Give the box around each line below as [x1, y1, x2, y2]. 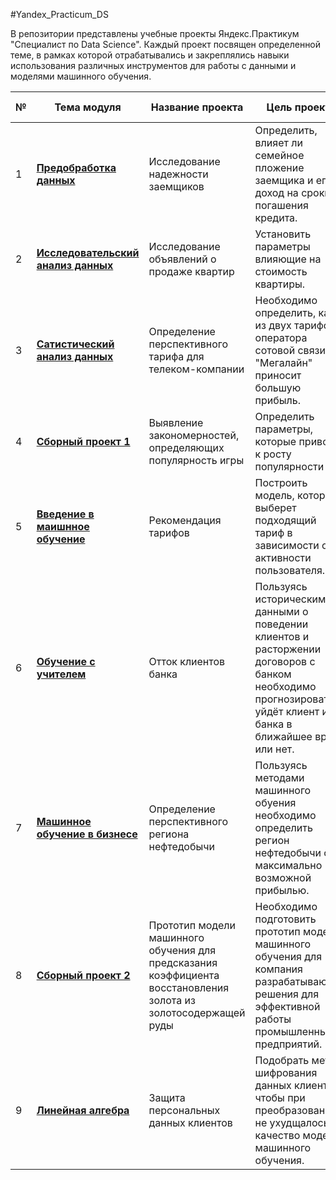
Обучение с [36, 655, 96, 668]
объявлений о [148, 252, 217, 266]
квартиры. [254, 277, 306, 291]
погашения [254, 199, 309, 212]
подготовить [254, 912, 317, 926]
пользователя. [254, 564, 326, 577]
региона [148, 827, 190, 841]
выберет [254, 501, 297, 514]
